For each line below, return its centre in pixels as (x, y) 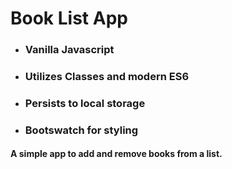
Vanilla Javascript (69, 50)
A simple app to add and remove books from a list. (116, 154)
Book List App (69, 18)
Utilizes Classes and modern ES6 (107, 77)
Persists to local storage (85, 103)
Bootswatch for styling (81, 130)
